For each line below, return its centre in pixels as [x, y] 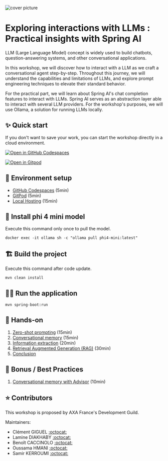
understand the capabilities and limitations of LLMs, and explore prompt [79, 78]
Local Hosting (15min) [35, 201]
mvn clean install [24, 278]
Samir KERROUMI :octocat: [40, 453]
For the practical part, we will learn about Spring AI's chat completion [77, 94]
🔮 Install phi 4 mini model [45, 216]
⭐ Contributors [29, 398]
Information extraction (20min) [44, 343]
